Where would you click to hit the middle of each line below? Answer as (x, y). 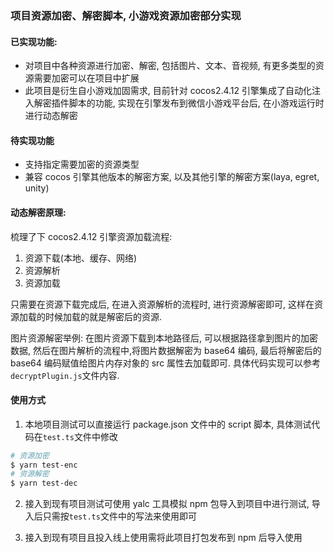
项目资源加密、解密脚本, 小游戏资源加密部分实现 (126, 15)
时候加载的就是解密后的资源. (103, 316)
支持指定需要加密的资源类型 (82, 164)
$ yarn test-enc (44, 465)
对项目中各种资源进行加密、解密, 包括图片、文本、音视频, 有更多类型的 (170, 66)
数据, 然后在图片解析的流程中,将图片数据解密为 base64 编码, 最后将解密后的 (166, 350)
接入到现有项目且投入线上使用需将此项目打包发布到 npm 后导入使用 (163, 538)
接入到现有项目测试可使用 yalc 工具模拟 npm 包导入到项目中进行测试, (167, 504)
